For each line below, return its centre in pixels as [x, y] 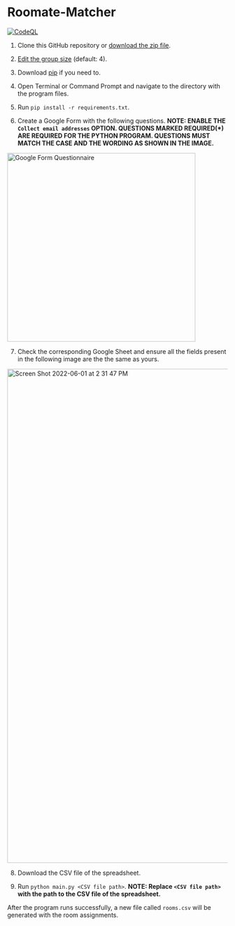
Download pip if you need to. [59, 72]
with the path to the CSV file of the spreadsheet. [89, 894]
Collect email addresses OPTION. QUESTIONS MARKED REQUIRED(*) [121, 128]
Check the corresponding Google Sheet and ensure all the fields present [122, 351]
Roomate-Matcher [62, 12]
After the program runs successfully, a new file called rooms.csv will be [109, 907]
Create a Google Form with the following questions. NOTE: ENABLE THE [121, 121]
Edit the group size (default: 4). [62, 59]
